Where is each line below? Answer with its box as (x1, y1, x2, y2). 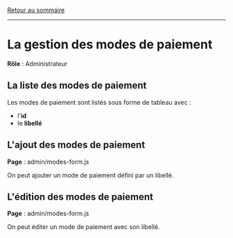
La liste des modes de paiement (7, 80, 147, 92)
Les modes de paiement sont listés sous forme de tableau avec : (7, 98, 192, 106)
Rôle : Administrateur (7, 59, 68, 68)
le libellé (17, 119, 42, 127)
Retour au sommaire (7, 6, 65, 14)
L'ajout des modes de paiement (7, 139, 146, 151)
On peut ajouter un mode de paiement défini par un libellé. (7, 171, 174, 179)
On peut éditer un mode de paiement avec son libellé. (7, 223, 161, 231)
